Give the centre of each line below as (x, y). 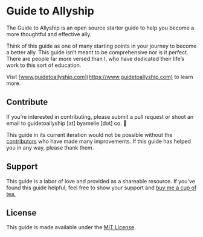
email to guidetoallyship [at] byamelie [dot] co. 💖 (66, 123)
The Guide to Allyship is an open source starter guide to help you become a (100, 28)
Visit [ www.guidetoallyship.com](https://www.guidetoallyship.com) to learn (100, 77)
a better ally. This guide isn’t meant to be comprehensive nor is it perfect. (97, 52)
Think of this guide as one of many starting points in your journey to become (101, 46)
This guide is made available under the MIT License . (71, 227)
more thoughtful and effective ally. (49, 34)
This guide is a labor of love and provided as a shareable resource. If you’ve (101, 181)
